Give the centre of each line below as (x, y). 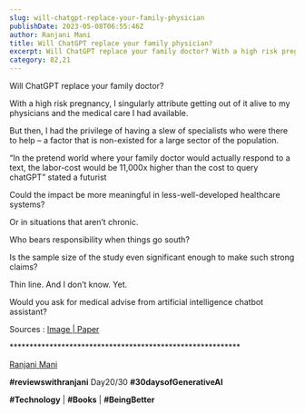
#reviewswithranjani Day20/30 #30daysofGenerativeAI (116, 382)
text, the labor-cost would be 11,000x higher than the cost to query (134, 168)
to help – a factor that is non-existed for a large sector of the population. (144, 140)
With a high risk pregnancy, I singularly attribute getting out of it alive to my (150, 103)
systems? (27, 204)
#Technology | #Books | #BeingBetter (82, 399)
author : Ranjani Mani (50, 34)
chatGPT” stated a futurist (58, 177)
